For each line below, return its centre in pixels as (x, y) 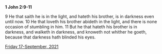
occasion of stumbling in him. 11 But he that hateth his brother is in (71, 27)
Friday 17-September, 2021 (32, 46)
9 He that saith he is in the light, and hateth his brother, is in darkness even (80, 16)
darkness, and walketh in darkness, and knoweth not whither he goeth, (76, 32)
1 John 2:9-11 (19, 7)
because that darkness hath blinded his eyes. (50, 37)
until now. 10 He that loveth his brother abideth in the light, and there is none (81, 22)
